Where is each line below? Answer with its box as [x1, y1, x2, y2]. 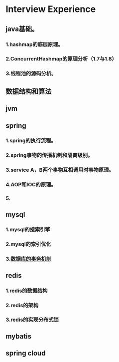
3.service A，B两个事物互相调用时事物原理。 [5, 166, 114, 173]
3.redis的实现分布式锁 [5, 316, 59, 323]
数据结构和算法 [5, 87, 52, 95]
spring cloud [5, 349, 46, 358]
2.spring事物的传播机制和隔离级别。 [5, 152, 93, 159]
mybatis [5, 332, 32, 341]
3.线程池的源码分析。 [5, 70, 57, 77]
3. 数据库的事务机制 [5, 256, 52, 263]
